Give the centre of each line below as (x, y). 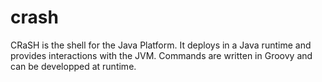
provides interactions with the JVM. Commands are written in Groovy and (161, 55)
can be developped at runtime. (73, 66)
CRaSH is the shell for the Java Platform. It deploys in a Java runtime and (161, 45)
